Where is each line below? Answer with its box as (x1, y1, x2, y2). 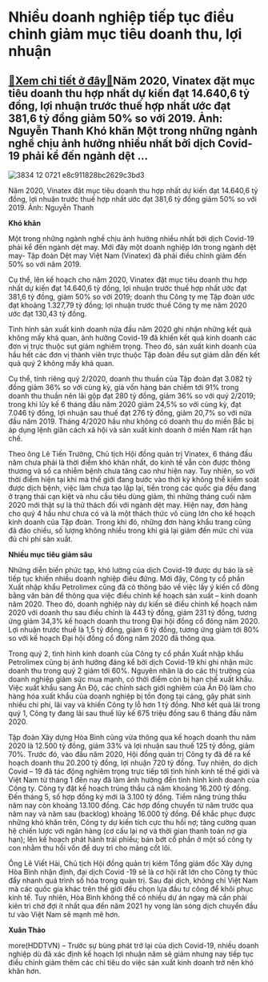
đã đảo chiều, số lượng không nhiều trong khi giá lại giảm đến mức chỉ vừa (8, 525, 254, 535)
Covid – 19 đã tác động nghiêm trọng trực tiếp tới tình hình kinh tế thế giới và (8, 767, 260, 776)
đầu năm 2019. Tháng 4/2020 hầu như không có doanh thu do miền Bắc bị (8, 417, 254, 426)
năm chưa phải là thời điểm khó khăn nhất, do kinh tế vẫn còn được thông (8, 457, 250, 467)
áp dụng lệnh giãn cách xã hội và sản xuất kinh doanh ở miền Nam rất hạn (8, 425, 253, 434)
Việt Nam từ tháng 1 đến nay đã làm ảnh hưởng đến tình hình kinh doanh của (8, 775, 260, 784)
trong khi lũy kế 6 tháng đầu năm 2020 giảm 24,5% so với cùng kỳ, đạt (8, 400, 242, 408)
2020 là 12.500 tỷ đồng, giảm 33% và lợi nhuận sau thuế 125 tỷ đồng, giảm (8, 741, 255, 751)
